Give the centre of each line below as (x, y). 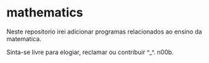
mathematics (45, 13)
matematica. (24, 38)
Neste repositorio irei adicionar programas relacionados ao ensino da (104, 32)
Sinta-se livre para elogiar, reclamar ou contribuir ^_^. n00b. (90, 52)
